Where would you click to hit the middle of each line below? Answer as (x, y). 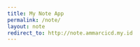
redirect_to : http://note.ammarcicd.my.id (70, 33)
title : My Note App (36, 13)
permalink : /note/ (34, 20)
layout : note (26, 26)
